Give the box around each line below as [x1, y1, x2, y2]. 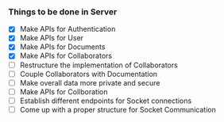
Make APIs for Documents [19, 42, 106, 51]
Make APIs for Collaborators [19, 51, 113, 61]
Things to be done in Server [8, 6, 118, 17]
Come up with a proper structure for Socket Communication [19, 105, 216, 114]
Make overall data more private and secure [19, 78, 160, 87]
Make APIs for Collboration [19, 86, 108, 97]
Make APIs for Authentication [19, 25, 116, 34]
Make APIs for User [19, 33, 84, 43]
